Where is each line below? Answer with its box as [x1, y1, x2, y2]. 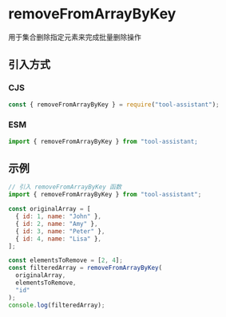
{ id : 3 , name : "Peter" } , [15, 227, 105, 236]
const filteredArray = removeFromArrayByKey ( [8, 264, 162, 272]
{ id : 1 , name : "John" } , [15, 212, 102, 220]
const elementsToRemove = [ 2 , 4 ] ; [8, 256, 124, 264]
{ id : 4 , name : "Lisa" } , [15, 235, 102, 243]
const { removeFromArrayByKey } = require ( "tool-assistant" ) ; [8, 101, 220, 109]
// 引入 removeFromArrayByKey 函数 [8, 183, 122, 192]
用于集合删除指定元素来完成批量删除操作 [8, 32, 141, 42]
